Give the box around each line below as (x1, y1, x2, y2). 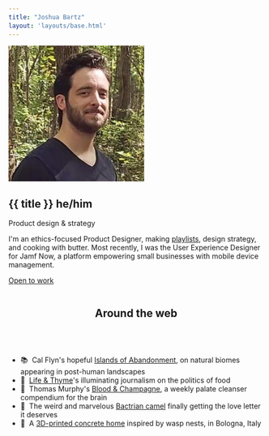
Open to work (8, 276, 54, 285)
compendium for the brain (19, 392, 108, 402)
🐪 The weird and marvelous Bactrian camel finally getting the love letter (19, 401, 261, 411)
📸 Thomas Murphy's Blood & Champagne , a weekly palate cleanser (19, 383, 247, 393)
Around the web (94, 306, 178, 320)
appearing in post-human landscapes (19, 366, 146, 376)
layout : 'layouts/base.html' (8, 21, 107, 30)
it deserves (19, 409, 58, 419)
